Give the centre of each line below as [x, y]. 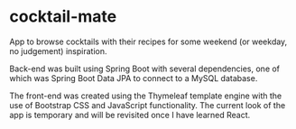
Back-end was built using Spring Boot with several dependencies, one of [145, 69]
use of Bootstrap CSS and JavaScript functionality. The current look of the [148, 105]
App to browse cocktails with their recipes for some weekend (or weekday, [148, 41]
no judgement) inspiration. [58, 51]
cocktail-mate [63, 17]
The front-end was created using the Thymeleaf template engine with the [146, 96]
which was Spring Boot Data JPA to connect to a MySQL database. [134, 78]
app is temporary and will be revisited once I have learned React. [130, 115]
